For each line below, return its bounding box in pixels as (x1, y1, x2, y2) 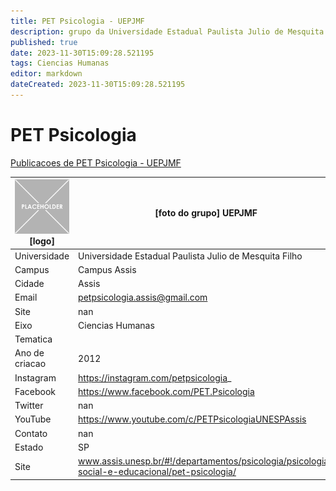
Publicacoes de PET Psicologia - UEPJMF (10, 156, 182, 169)
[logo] (29, 235, 55, 247)
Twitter (14, 400, 44, 412)
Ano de (14, 347, 45, 359)
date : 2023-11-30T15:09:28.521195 (10, 48, 155, 58)
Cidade (14, 278, 45, 290)
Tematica (14, 333, 53, 345)
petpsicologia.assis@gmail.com (78, 291, 208, 304)
